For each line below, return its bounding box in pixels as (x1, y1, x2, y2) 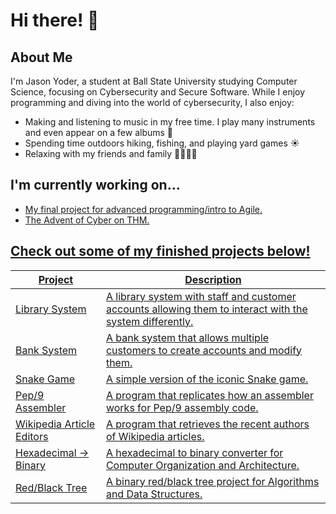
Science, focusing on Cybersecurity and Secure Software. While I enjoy (10, 86, 306, 98)
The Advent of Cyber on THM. (24, 214, 150, 226)
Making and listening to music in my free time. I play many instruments (24, 116, 316, 128)
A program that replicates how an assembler (105, 388, 314, 402)
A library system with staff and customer (105, 289, 297, 303)
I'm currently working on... (10, 177, 181, 194)
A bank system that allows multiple (105, 330, 270, 344)
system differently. (105, 314, 194, 328)
